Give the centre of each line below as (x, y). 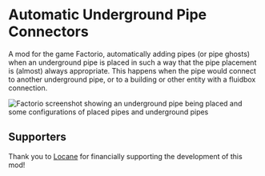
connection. (28, 88)
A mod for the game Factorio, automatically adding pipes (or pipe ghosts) (129, 54)
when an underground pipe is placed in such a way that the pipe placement (132, 62)
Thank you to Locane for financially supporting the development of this (125, 156)
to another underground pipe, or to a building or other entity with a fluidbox (132, 79)
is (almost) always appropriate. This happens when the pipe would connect (132, 70)
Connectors (49, 32)
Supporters (37, 137)
